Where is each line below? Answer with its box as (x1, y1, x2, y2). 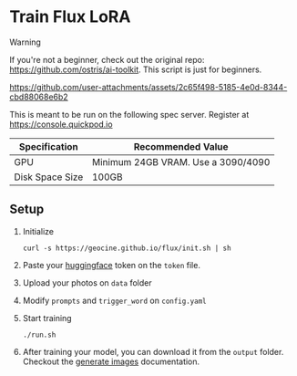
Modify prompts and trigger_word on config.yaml (22, 295, 207, 306)
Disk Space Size (14, 171, 84, 183)
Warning (9, 37, 41, 47)
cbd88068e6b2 (9, 91, 68, 102)
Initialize (22, 225, 55, 236)
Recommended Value (133, 140, 230, 152)
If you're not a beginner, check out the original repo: (9, 54, 205, 65)
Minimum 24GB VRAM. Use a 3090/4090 (91, 155, 271, 168)
